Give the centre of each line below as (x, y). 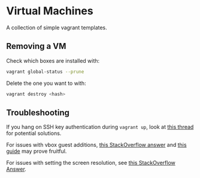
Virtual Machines (50, 11)
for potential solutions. (34, 133)
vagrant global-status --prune (45, 72)
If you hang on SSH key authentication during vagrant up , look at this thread (100, 127)
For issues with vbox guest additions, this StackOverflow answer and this (96, 145)
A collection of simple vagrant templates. (57, 27)
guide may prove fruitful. (37, 151)
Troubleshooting (38, 113)
